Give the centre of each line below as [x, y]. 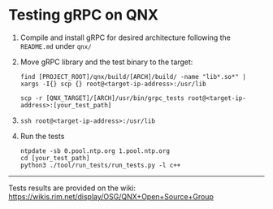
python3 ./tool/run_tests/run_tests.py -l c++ [100, 165]
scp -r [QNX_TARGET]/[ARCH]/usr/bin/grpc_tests [102, 98]
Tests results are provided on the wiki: [72, 188]
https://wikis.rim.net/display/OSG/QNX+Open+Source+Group [111, 196]
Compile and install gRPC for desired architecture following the [126, 37]
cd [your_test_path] [55, 158]
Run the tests [42, 136]
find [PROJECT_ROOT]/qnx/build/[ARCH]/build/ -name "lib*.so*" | [133, 76]
